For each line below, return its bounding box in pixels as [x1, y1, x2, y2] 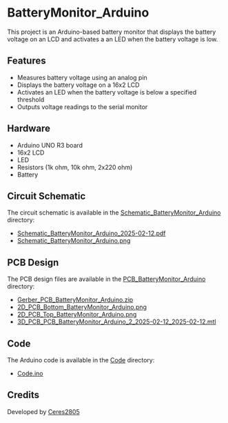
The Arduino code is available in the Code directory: [7, 356, 155, 364]
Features [7, 55, 46, 67]
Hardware [7, 123, 50, 135]
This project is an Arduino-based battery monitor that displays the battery [7, 28, 216, 36]
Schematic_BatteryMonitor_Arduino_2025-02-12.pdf [17, 229, 167, 237]
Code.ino [17, 369, 43, 377]
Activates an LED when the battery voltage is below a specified [17, 88, 197, 96]
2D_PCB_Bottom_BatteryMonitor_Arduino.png [17, 303, 147, 311]
